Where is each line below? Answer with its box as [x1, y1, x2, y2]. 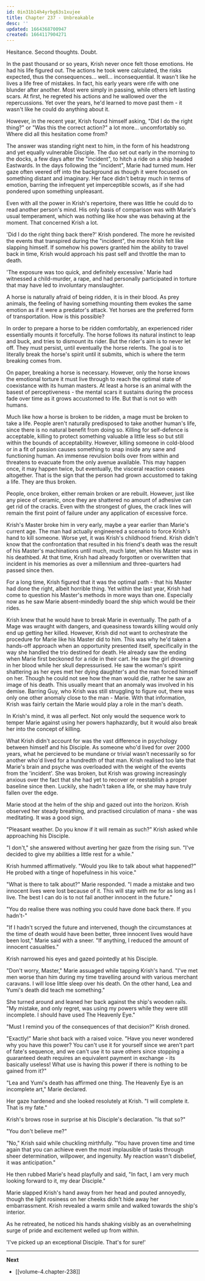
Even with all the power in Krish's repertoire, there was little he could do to [6, 200, 193, 207]
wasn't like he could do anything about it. [6, 106, 110, 113]
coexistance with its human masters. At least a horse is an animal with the [6, 382, 192, 390]
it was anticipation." [6, 1159, 56, 1166]
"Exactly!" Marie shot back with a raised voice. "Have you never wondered [6, 1035, 194, 1042]
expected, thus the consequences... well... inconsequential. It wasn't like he [6, 73, 196, 81]
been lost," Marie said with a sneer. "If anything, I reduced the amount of [6, 937, 189, 944]
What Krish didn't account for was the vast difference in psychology [6, 737, 178, 745]
